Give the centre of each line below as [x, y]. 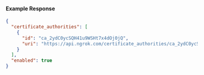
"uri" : [30, 44]
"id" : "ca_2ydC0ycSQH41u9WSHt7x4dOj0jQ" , [75, 38]
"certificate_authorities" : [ [49, 27]
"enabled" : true [32, 60]
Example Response [30, 8]
